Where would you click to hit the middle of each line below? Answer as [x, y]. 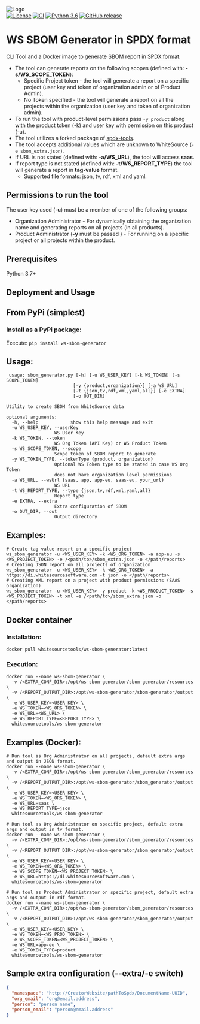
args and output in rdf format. [46, 898]
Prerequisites [32, 259]
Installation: [24, 637]
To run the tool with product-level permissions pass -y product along [100, 119]
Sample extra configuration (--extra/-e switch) [95, 974]
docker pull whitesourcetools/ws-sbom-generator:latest [77, 649]
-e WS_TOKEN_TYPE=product [44, 950]
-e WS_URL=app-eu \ [36, 945]
